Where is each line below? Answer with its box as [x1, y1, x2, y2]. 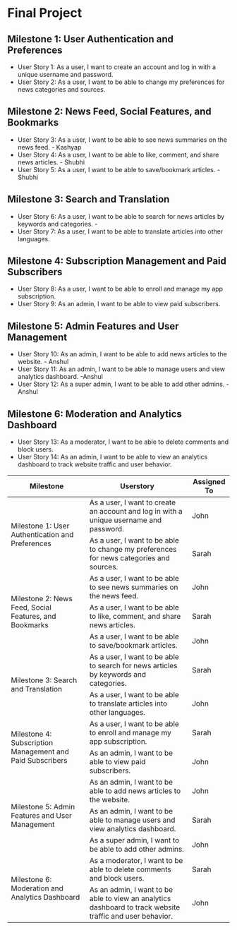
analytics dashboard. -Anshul [17, 373, 104, 381]
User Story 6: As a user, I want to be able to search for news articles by [17, 212, 225, 220]
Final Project [7, 5, 83, 21]
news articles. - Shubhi [17, 157, 85, 167]
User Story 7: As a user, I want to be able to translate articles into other [17, 227, 224, 236]
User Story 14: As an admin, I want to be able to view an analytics [17, 453, 208, 461]
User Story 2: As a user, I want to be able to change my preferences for [17, 78, 225, 86]
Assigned [193, 477, 226, 487]
